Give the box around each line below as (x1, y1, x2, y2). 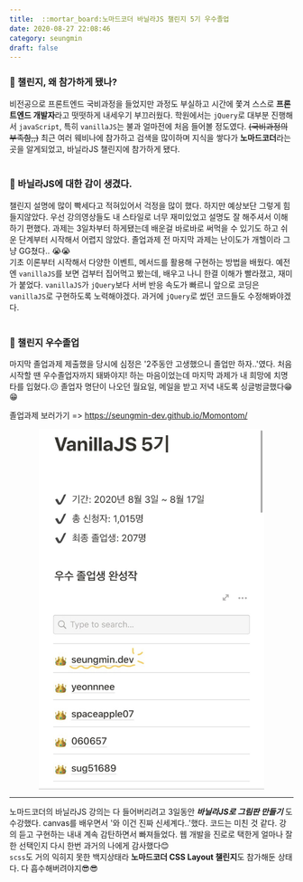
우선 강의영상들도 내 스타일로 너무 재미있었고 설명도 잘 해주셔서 (50, 211, 272, 222)
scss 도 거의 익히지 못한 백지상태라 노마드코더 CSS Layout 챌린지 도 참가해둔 (9, 851, 277, 863)
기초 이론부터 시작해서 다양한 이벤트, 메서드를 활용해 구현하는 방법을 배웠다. (9, 256, 274, 267)
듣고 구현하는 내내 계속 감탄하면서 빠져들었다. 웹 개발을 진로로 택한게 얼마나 (18, 829, 284, 840)
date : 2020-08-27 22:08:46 (9, 24, 111, 33)
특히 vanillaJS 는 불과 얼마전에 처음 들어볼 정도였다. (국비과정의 (63, 120, 289, 131)
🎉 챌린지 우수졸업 (9, 336, 79, 348)
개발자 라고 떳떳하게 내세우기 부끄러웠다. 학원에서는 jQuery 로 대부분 (32, 109, 270, 120)
